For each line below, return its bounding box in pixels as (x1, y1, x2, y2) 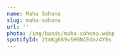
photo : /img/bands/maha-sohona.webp (6, 29, 115, 37)
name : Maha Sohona (6, 10, 61, 18)
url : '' (6, 23, 30, 30)
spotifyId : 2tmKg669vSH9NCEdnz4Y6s (6, 36, 112, 43)
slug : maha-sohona (6, 17, 61, 24)
